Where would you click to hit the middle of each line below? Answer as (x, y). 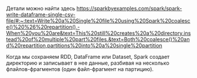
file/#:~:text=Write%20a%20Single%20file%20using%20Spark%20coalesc (98, 21)
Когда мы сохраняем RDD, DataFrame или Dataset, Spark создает (88, 57)
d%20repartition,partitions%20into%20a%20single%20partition (84, 45)
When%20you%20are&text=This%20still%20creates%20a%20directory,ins (98, 33)
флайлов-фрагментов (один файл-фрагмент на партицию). (80, 69)
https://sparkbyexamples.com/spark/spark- (129, 8)
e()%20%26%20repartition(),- (43, 27)
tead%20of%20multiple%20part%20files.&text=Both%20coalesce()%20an (98, 39)
